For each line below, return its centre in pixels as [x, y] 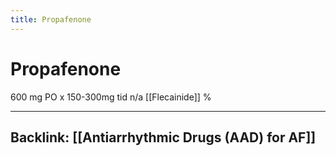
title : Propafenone [51, 19]
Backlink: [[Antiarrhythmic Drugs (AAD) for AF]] [163, 137]
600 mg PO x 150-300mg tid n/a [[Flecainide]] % [111, 97]
